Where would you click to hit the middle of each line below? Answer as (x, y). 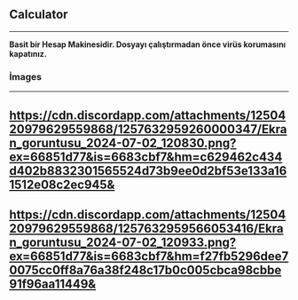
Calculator (39, 15)
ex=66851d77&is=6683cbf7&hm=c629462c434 (146, 157)
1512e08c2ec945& (62, 184)
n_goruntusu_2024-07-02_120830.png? (123, 142)
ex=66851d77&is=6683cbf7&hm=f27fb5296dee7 (149, 256)
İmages (26, 76)
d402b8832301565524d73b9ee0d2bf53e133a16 (148, 171)
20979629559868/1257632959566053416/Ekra (146, 229)
